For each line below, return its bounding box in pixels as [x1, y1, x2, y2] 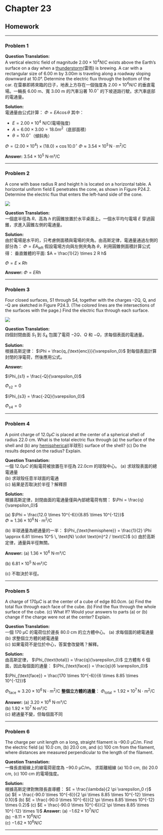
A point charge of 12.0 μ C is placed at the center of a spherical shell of [5, 431, 145, 437]
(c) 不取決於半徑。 [5, 570, 42, 576]
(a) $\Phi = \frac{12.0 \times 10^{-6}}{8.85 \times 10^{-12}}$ [5, 511, 125, 517]
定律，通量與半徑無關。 [5, 540, 52, 545]
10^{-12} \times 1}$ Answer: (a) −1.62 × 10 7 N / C [5, 807, 99, 814]
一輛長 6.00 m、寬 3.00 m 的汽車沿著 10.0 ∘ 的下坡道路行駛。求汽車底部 [13, 87, 156, 94]
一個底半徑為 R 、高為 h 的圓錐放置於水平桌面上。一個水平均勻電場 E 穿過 [5, 216, 151, 222]
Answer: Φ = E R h [5, 269, 41, 275]
